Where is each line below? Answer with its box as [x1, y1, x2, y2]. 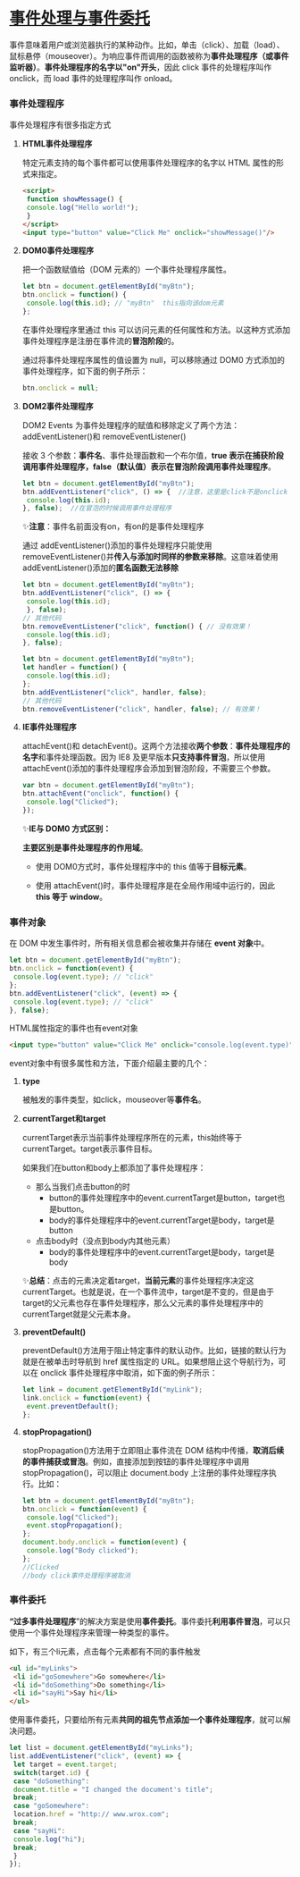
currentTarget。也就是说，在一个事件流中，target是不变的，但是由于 [21, 1286, 275, 1297]
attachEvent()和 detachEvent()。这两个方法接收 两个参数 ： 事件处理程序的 [21, 741, 290, 752]
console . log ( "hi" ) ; [12, 1834, 87, 1844]
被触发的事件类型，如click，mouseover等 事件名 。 [21, 1094, 206, 1105]
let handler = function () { [21, 663, 127, 672]
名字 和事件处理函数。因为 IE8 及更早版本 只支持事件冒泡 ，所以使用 [21, 752, 266, 762]
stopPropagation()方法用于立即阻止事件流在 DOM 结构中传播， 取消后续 [21, 1444, 285, 1455]
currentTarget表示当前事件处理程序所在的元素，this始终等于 [21, 1132, 243, 1143]
